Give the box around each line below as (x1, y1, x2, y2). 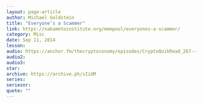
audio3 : (6, 59, 26, 65)
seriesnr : (6, 82, 32, 88)
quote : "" (6, 88, 32, 94)
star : (6, 65, 20, 71)
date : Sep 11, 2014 (6, 37, 56, 43)
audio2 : (6, 54, 26, 60)
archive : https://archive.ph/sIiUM (6, 71, 97, 77)
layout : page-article (6, 8, 61, 15)
